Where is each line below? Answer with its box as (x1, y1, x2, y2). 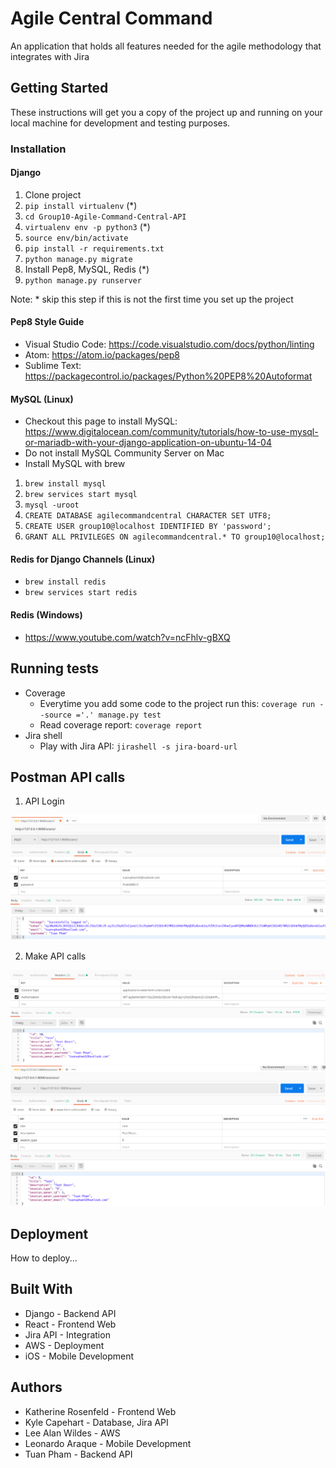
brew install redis (24, 577, 107, 587)
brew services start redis (24, 588, 138, 598)
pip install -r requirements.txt (24, 243, 165, 254)
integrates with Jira (10, 50, 90, 62)
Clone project (24, 188, 82, 201)
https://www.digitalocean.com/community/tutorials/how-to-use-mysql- (24, 426, 319, 438)
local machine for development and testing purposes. (10, 117, 231, 129)
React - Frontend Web (24, 1318, 117, 1330)
